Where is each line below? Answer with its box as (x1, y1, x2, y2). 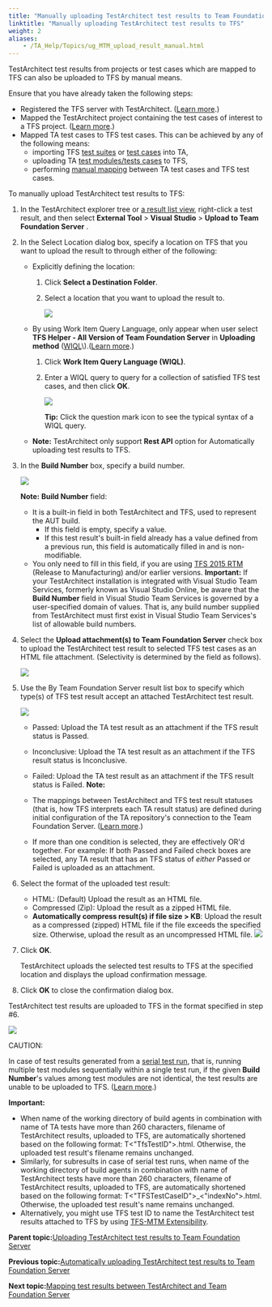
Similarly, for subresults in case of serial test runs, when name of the (19, 1156, 249, 1167)
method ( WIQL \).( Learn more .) (32, 341, 135, 351)
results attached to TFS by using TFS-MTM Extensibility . (19, 1217, 209, 1227)
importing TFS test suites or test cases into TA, (32, 147, 189, 157)
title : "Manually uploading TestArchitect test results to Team (8, 11, 230, 20)
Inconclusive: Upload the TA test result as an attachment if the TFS (32, 747, 256, 757)
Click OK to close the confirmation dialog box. (19, 985, 174, 995)
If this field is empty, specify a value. (44, 524, 168, 535)
